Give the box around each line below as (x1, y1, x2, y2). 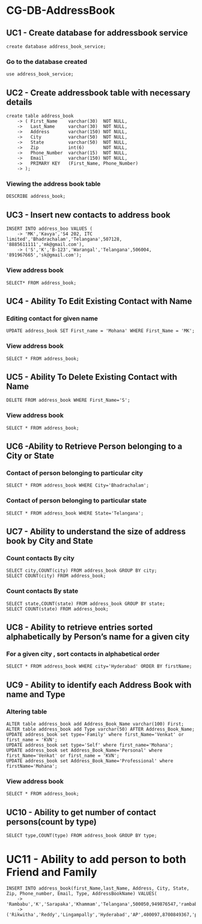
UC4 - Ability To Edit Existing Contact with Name (6, 296, 192, 306)
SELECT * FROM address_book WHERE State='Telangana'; (6, 510, 144, 516)
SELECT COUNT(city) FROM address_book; (6, 573, 106, 579)
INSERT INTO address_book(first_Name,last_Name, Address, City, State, (6, 885, 189, 891)
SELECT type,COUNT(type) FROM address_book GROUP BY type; (6, 833, 158, 839)
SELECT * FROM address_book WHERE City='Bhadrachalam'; (6, 483, 149, 489)
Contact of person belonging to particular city (6, 469, 143, 477)
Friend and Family (6, 865, 97, 879)
